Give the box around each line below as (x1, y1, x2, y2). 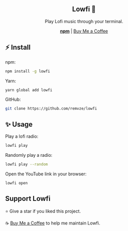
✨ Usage (5, 120, 33, 128)
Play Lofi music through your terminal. (44, 18, 123, 24)
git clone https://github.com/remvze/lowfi (5, 106, 97, 111)
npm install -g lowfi (5, 69, 50, 74)
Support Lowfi (5, 194, 51, 203)
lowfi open (5, 180, 28, 185)
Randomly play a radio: (5, 152, 52, 158)
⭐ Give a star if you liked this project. (5, 208, 81, 214)
